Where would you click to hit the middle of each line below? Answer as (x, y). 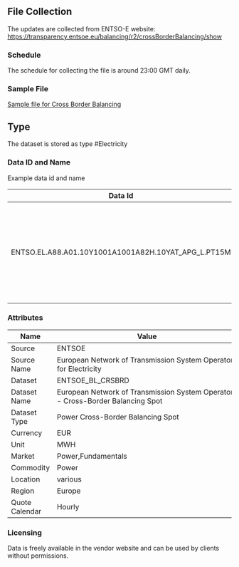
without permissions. (38, 556)
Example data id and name (46, 178)
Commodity (31, 467)
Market (23, 456)
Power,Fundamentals (92, 456)
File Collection (40, 12)
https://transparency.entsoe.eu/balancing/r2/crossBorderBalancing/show (115, 36)
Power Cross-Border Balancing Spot (118, 417)
